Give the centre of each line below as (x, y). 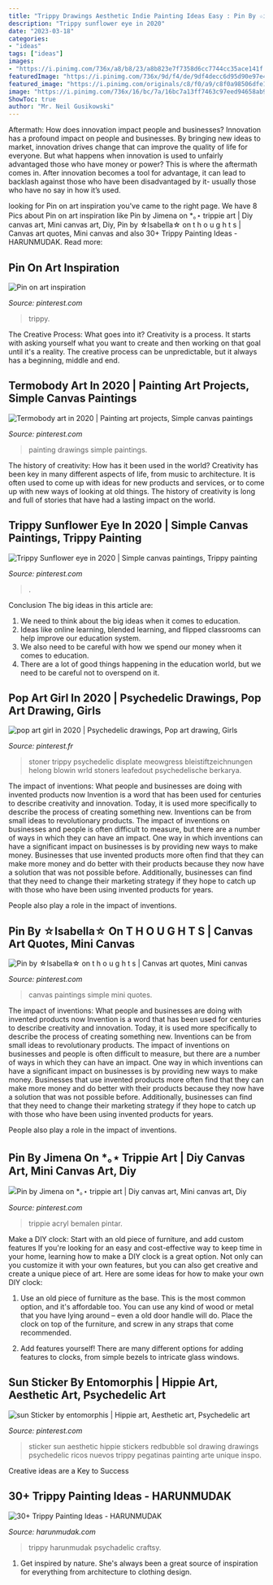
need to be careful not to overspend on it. (90, 672)
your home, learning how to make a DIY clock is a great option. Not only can (136, 1256)
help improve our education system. (80, 638)
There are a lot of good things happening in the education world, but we (141, 664)
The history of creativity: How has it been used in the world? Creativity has (133, 465)
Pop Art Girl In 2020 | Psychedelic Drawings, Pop (135, 698)
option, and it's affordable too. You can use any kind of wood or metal (137, 1307)
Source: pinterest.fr (41, 746)
